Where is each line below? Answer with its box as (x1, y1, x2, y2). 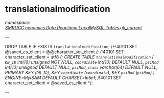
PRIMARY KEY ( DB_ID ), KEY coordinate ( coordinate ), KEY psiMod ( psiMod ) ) (5, 69, 155, 75)
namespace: (5, 20, 30, 25)
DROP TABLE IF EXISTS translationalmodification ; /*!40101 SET (5, 43, 138, 49)
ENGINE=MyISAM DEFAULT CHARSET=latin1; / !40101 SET (5, 75, 121, 80)
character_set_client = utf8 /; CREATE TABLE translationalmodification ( (5, 54, 154, 59)
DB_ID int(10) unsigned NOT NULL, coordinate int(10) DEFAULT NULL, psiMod (5, 59, 159, 65)
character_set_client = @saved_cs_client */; (5, 79, 93, 86)
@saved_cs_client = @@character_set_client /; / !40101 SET (5, 49, 124, 55)
